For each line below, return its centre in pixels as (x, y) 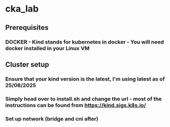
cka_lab (22, 9)
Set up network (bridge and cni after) (52, 118)
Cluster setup (27, 65)
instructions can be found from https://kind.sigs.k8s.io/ (76, 105)
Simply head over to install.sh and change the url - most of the (84, 99)
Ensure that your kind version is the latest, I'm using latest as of (85, 79)
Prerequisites (27, 28)
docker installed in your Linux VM (47, 48)
